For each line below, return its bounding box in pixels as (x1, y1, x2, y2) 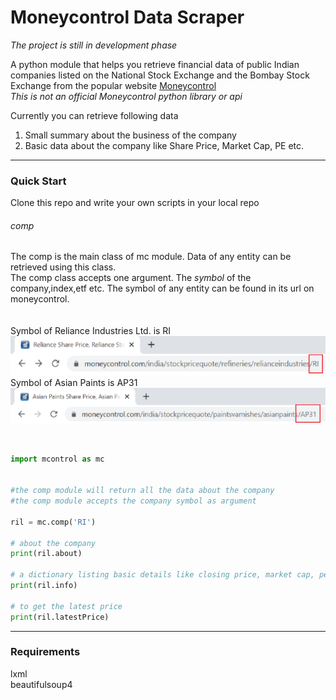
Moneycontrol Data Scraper (10, 6, 245, 29)
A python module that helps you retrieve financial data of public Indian (10, 58, 300, 70)
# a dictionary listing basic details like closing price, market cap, (10, 570, 315, 580)
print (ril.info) (10, 581, 78, 591)
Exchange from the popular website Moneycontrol (10, 79, 217, 91)
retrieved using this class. (10, 261, 117, 273)
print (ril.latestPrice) (10, 612, 110, 622)
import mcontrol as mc (10, 454, 105, 464)
